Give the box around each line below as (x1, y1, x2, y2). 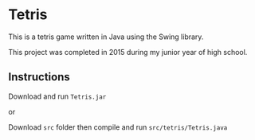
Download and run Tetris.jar (8, 91, 107, 101)
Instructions (8, 70, 70, 84)
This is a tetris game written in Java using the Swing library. (8, 32, 204, 41)
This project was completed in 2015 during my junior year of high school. (8, 47, 248, 56)
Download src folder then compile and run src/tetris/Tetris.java (8, 122, 228, 132)
